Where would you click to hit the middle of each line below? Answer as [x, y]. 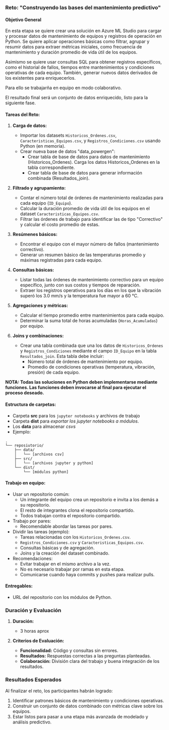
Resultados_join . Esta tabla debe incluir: [62, 356]
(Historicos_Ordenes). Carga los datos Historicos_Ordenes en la [94, 162]
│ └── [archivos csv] [39, 454]
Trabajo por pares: [32, 521]
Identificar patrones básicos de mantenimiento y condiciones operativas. [88, 700]
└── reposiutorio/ [24, 445]
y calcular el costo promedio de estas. [60, 225]
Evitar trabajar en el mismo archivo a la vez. [65, 564]
